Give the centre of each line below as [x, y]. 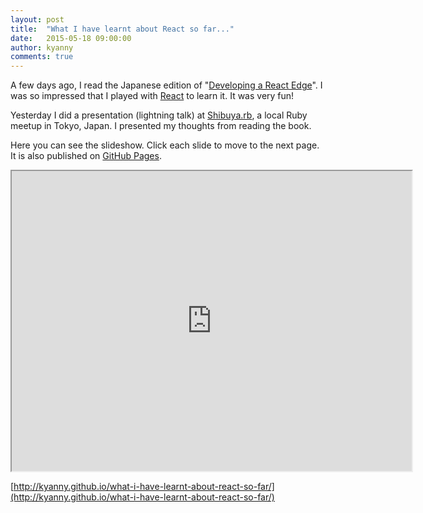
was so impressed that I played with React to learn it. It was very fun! [152, 96]
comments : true [42, 57]
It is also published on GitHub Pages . [86, 156]
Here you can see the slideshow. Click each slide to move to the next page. [165, 145]
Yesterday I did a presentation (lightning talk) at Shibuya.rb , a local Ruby [159, 115]
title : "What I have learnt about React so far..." [122, 29]
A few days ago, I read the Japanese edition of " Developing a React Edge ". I [166, 85]
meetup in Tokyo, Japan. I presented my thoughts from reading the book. [161, 126]
